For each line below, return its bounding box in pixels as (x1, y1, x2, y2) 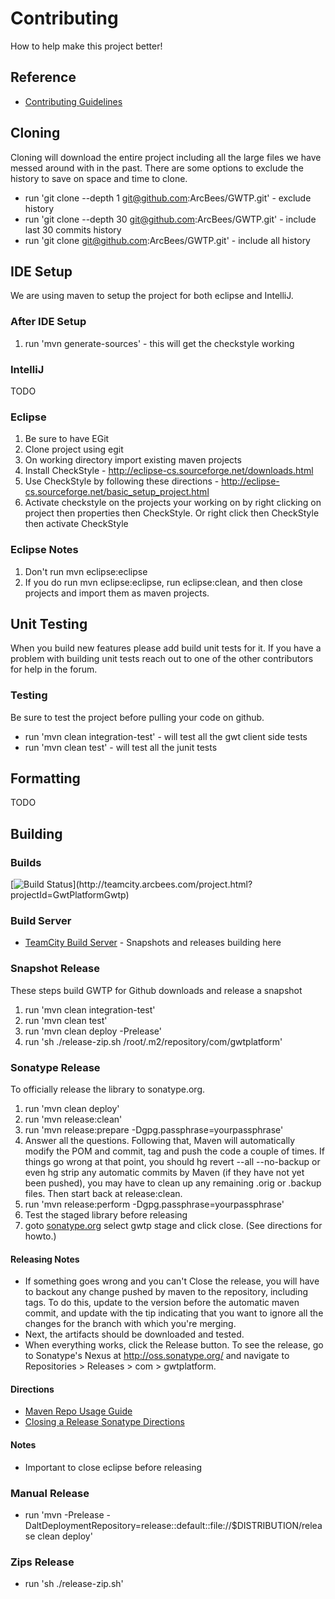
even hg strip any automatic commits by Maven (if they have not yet (24, 1167, 305, 1179)
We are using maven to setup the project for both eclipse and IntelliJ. (10, 290, 294, 302)
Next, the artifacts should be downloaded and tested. (24, 1328, 245, 1341)
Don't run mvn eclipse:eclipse (24, 565, 148, 577)
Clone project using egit (24, 443, 124, 456)
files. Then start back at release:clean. (24, 1188, 183, 1200)
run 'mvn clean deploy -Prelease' (24, 1025, 162, 1037)
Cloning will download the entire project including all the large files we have (10, 151, 322, 163)
